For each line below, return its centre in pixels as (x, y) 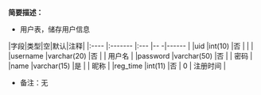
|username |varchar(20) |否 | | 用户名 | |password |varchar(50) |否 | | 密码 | (130, 56)
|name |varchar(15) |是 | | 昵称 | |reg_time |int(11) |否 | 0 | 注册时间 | (117, 66)
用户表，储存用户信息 (55, 29)
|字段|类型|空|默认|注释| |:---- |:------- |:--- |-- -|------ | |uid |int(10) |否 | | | (131, 46)
